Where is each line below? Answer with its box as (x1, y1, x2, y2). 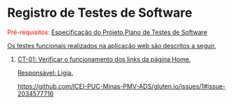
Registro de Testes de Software (7, 5, 193, 21)
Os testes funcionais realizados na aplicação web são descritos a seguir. (7, 41, 216, 50)
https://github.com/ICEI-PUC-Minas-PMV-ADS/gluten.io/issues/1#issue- (17, 82, 226, 90)
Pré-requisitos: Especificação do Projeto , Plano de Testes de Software (7, 28, 208, 36)
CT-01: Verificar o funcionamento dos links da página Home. (17, 54, 191, 64)
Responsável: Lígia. (17, 68, 73, 77)
